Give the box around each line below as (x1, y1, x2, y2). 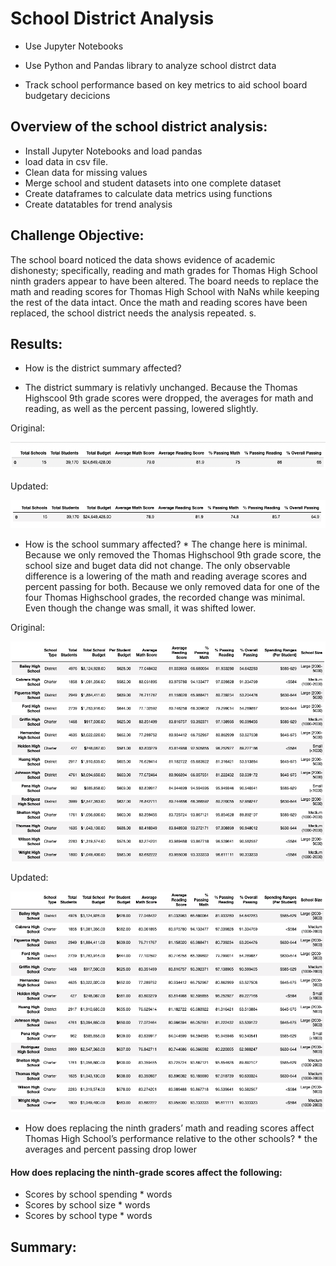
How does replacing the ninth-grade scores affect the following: (10, 1166, 283, 1178)
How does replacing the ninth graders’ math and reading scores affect (24, 1122, 315, 1134)
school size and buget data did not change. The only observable (24, 559, 291, 571)
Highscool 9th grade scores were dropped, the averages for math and (24, 392, 314, 404)
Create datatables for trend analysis (24, 198, 173, 210)
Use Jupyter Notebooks (24, 40, 124, 52)
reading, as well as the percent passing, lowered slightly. (24, 403, 259, 415)
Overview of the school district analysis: (10, 118, 268, 136)
